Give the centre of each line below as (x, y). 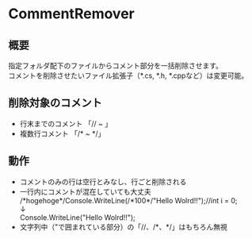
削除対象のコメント (55, 103)
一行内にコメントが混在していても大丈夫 (86, 191)
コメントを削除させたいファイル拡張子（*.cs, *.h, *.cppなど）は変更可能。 (128, 75)
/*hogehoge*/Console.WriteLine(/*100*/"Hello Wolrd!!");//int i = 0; (128, 200)
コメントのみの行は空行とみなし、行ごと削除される (103, 181)
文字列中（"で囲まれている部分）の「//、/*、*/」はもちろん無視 (124, 226)
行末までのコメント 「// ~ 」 (66, 123)
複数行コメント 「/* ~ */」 (62, 133)
